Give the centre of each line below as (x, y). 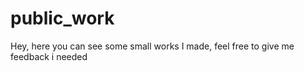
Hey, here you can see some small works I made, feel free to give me (152, 46)
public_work (62, 18)
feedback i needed (49, 56)
